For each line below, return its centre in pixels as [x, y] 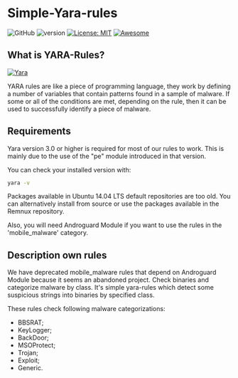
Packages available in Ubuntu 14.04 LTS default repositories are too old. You [119, 196]
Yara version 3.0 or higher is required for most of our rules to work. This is [116, 148]
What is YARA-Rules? [56, 55]
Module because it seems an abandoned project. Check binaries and [108, 280]
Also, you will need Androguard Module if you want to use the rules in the [115, 225]
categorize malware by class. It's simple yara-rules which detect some [111, 288]
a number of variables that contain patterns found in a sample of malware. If [119, 93]
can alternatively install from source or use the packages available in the [113, 204]
